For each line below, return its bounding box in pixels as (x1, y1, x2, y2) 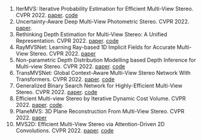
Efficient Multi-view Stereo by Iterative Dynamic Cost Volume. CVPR (15, 95, 186, 102)
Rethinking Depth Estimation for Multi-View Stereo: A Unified (15, 31, 167, 38)
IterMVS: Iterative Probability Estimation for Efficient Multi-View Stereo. (15, 5, 194, 12)
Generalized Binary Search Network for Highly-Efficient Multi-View (15, 82, 183, 89)
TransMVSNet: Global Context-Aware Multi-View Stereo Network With (15, 69, 190, 76)
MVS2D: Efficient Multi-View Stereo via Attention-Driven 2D (15, 121, 165, 127)
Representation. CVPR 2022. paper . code (15, 37, 119, 44)
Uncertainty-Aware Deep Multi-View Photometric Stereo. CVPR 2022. (15, 18, 190, 25)
